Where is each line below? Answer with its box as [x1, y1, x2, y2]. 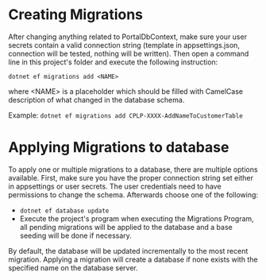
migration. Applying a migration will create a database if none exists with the [8, 255, 258, 264]
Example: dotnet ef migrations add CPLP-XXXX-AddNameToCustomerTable [8, 110, 244, 120]
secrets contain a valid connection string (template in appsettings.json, [8, 40, 241, 49]
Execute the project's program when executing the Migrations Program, [19, 213, 254, 224]
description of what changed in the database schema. [8, 95, 185, 104]
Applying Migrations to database [8, 138, 229, 157]
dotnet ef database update [19, 207, 110, 215]
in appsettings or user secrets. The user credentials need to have [8, 181, 222, 191]
